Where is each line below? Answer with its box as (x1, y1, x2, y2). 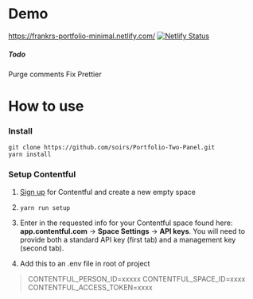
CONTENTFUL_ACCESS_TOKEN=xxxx (27, 282, 153, 292)
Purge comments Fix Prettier (8, 69, 102, 79)
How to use (8, 97, 84, 115)
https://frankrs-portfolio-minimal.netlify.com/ (8, 31, 156, 41)
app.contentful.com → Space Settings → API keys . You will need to (19, 226, 245, 235)
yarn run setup (19, 204, 71, 212)
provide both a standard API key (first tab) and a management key (19, 235, 236, 244)
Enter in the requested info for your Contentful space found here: (19, 218, 233, 227)
